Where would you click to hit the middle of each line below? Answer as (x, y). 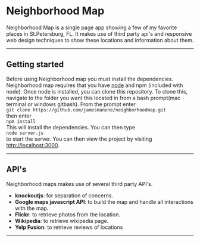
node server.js (25, 133)
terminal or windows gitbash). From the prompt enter (71, 104)
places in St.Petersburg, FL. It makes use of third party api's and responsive (99, 33)
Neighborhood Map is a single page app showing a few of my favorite (92, 27)
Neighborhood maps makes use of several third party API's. (79, 184)
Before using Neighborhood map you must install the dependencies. (90, 79)
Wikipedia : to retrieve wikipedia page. (62, 221)
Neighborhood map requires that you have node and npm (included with (95, 85)
